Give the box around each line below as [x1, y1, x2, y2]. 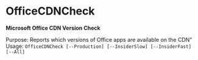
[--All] [5, 48, 26, 55]
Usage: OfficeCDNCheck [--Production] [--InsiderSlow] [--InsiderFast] [5, 42, 192, 50]
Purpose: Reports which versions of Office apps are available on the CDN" [5, 36, 193, 43]
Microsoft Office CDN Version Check [5, 24, 101, 32]
